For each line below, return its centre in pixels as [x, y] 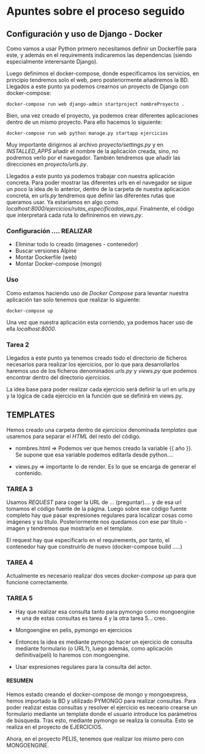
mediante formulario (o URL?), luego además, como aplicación [94, 648]
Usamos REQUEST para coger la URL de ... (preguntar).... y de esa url [94, 502]
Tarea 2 [18, 344]
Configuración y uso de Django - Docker [84, 34]
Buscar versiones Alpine [46, 251]
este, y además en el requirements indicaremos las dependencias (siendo [99, 55]
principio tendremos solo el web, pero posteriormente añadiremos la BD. [98, 80]
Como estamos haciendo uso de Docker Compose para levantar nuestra [97, 293]
